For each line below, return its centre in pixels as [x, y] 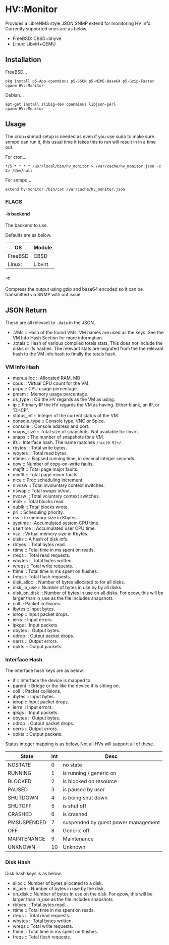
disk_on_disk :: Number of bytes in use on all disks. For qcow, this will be [88, 593]
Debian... [15, 95]
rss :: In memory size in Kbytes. [45, 517]
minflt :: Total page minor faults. [46, 475]
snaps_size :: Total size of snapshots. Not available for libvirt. [76, 432]
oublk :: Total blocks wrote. [41, 507]
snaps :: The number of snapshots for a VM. [58, 437]
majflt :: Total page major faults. [45, 469]
